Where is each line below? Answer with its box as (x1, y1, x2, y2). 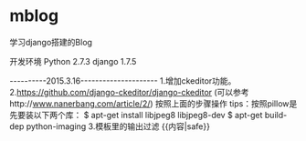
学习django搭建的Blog (9, 36, 93, 47)
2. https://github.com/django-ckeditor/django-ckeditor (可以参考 (9, 86, 249, 97)
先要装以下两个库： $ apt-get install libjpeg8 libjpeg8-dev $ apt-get (9, 109, 263, 120)
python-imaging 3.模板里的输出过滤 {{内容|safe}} (26, 120, 210, 132)
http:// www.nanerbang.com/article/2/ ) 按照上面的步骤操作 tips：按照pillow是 (9, 97, 298, 109)
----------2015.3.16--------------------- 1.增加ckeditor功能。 (9, 75, 237, 86)
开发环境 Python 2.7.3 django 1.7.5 (9, 55, 137, 66)
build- (264, 109, 288, 120)
